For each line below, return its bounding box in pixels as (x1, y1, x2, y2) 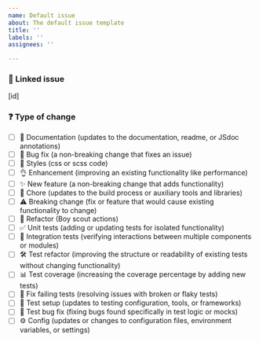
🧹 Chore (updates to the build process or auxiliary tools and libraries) (19, 188, 243, 197)
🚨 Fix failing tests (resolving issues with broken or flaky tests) (19, 289, 218, 299)
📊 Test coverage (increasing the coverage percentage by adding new (19, 270, 246, 279)
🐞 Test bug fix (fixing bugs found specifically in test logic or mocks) (19, 307, 238, 317)
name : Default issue (8, 11, 76, 20)
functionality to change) (19, 206, 97, 215)
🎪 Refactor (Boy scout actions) (19, 214, 119, 224)
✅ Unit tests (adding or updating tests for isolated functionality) (19, 223, 225, 233)
